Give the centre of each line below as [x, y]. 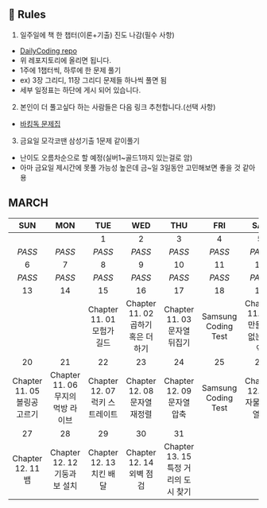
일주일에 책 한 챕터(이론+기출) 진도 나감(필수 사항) [97, 35]
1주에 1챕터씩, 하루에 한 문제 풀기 [70, 70]
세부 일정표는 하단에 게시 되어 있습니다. [80, 90]
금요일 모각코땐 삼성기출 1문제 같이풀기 [80, 141]
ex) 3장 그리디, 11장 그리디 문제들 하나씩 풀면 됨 [93, 79]
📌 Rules [27, 15]
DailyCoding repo [48, 50]
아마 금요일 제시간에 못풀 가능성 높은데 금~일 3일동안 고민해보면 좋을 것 [130, 167]
